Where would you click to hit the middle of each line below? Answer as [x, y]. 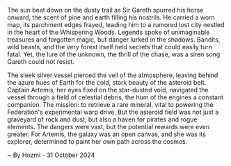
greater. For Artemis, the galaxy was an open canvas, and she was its [107, 134]
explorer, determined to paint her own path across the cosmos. [97, 141]
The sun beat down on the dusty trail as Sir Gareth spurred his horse [105, 10]
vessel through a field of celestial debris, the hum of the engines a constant [115, 97]
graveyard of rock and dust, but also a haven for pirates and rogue [102, 119]
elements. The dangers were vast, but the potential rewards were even [109, 127]
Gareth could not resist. [41, 61]
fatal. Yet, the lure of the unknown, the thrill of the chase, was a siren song [114, 54]
